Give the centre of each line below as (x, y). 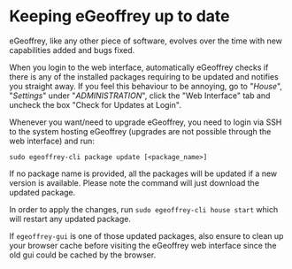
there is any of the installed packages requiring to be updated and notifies (144, 76)
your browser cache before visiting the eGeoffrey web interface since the (143, 245)
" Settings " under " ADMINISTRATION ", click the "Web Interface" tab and (140, 96)
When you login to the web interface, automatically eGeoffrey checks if (139, 67)
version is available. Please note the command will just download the (134, 182)
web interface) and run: (52, 141)
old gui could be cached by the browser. (83, 255)
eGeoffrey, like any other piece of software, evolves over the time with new (146, 41)
